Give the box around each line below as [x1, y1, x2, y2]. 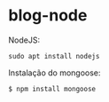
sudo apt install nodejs [8, 51, 100, 60]
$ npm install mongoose [8, 84, 97, 93]
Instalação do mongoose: [8, 67, 101, 78]
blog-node [8, 5, 88, 26]
